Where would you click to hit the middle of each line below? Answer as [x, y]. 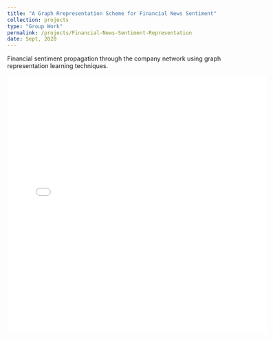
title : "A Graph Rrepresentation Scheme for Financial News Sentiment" [112, 13]
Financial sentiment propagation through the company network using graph [114, 58]
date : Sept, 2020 [32, 39]
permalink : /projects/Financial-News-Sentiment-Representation [100, 33]
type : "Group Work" [35, 26]
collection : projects [38, 20]
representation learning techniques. [58, 66]
